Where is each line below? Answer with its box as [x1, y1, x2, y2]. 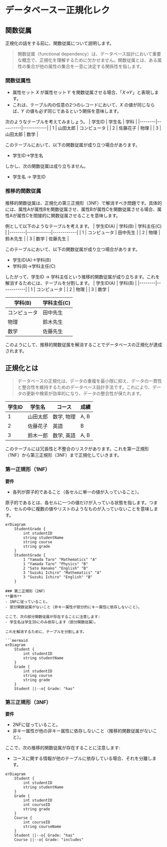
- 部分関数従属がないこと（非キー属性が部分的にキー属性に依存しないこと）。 [5, 604, 142, 609]
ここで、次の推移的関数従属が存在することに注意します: [5, 745, 120, 750]
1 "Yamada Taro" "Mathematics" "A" [23, 557, 97, 562]
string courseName [23, 824, 61, 829]
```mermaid [5, 638, 28, 643]
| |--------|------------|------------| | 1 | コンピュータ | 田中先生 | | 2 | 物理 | [5, 229, 160, 235]
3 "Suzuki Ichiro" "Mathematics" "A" [23, 570, 101, 575]
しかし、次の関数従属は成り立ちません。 [5, 163, 88, 169]
